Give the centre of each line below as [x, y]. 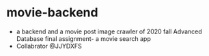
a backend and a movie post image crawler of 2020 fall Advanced [109, 31]
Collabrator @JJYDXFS [49, 46]
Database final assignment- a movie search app [83, 38]
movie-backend [52, 13]
